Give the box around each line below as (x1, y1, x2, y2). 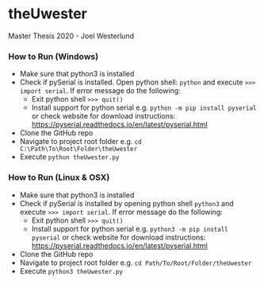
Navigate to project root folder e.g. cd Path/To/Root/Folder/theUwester (19, 258, 252, 267)
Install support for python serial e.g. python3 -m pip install (31, 224, 228, 233)
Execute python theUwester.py (19, 152, 120, 161)
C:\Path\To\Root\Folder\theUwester (19, 145, 138, 154)
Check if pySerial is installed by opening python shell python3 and (19, 198, 234, 208)
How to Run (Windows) (8, 51, 99, 62)
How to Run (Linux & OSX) (8, 172, 110, 183)
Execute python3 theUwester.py (19, 266, 123, 275)
